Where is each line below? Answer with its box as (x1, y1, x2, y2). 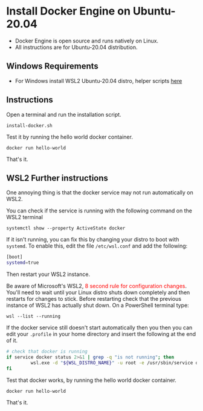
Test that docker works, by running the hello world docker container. (6, 376, 177, 384)
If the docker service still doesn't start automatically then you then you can (6, 324, 193, 331)
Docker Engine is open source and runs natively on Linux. (14, 37, 159, 44)
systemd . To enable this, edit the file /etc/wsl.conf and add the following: (6, 242, 188, 249)
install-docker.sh (6, 122, 53, 128)
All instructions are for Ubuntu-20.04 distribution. (14, 44, 138, 51)
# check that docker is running (6, 349, 88, 355)
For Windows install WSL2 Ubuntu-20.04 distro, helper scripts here (14, 77, 182, 84)
